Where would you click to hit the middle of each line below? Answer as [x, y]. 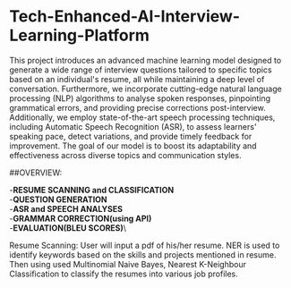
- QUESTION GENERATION [58, 199]
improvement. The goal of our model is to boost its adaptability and [133, 146]
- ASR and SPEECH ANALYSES [66, 208]
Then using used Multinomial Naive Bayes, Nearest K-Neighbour [128, 264]
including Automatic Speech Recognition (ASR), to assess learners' [133, 126]
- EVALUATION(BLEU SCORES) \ [68, 228]
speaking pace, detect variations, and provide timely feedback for [131, 136]
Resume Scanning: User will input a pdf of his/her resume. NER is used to [145, 245]
